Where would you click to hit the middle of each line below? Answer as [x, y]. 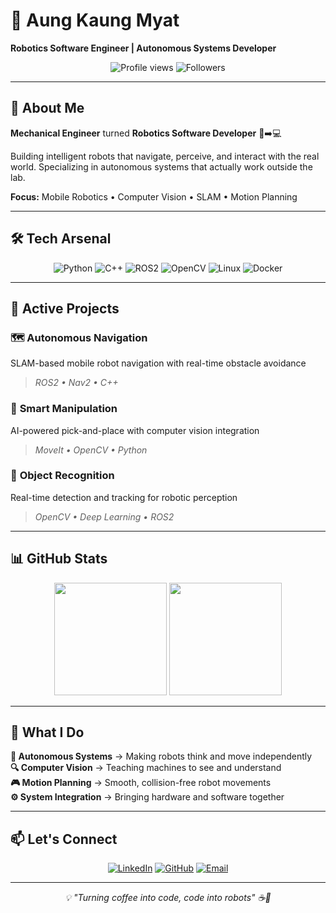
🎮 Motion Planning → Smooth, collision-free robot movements [141, 783]
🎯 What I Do [47, 732]
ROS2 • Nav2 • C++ [76, 383]
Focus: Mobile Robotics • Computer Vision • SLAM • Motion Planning [154, 196]
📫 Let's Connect [64, 839]
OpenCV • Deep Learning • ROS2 [104, 516]
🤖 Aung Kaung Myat [95, 20]
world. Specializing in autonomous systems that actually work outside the [161, 166]
